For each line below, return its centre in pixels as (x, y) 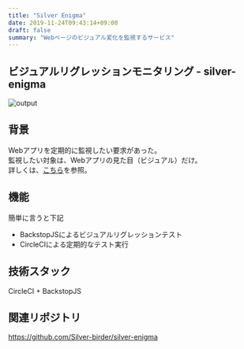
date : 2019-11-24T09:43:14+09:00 (63, 23)
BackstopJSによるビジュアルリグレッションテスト (101, 234)
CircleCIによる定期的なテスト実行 (74, 244)
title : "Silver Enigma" (47, 15)
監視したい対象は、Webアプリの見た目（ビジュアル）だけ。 (105, 160)
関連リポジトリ (45, 317)
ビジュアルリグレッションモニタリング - (105, 71)
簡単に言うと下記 (36, 217)
